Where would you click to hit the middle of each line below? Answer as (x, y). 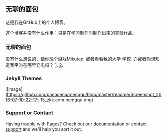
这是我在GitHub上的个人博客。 (37, 22)
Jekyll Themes (24, 78)
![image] (14, 89)
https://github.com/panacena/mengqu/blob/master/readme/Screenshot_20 (84, 95)
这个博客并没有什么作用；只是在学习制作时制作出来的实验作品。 (71, 33)
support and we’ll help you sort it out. (44, 129)
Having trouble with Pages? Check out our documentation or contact (76, 124)
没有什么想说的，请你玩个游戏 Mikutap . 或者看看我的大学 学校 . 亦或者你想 (80, 59)
